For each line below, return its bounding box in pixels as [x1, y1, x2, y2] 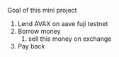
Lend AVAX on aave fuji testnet [17, 20, 108, 27]
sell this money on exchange [28, 34, 112, 43]
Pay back [17, 42, 45, 50]
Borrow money [17, 27, 62, 35]
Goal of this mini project [7, 6, 77, 14]
